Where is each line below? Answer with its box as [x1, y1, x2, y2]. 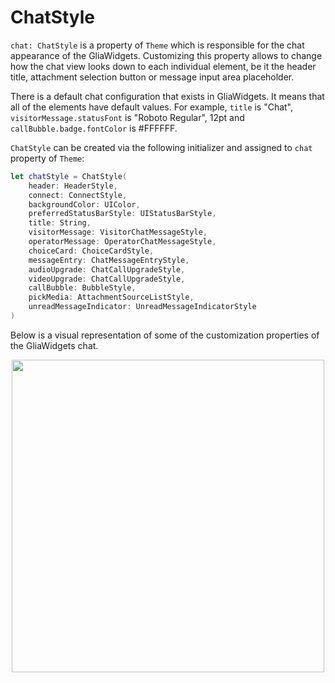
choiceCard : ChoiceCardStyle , [28, 246, 155, 256]
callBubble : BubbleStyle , [28, 283, 137, 293]
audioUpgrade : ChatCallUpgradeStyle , [28, 264, 186, 275]
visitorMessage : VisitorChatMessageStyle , [28, 227, 208, 238]
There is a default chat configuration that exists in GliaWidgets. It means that [10, 90, 325, 102]
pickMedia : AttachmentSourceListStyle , [28, 292, 195, 303]
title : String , [28, 218, 92, 228]
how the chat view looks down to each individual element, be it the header [10, 60, 317, 72]
